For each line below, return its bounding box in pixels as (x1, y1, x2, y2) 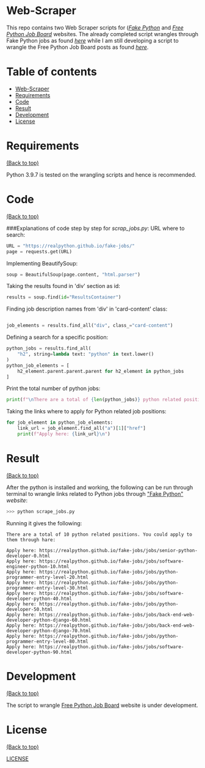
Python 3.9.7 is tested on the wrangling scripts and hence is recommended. (6, 171, 196, 178)
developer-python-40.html (6, 596, 72, 602)
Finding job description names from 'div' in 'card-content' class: (6, 305, 168, 312)
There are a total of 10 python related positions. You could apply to (6, 531, 192, 537)
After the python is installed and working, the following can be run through (6, 484, 193, 491)
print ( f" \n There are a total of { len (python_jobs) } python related (6, 397, 182, 403)
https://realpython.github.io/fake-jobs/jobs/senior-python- (38, 547, 198, 553)
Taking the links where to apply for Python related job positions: (6, 408, 167, 415)
